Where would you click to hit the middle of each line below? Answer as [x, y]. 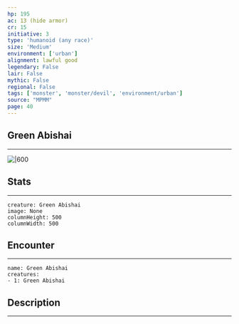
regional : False [31, 87]
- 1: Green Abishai [36, 281]
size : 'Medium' [30, 47]
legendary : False [33, 67]
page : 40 [20, 107]
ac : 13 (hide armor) [38, 21]
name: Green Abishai [38, 268]
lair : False [25, 73]
